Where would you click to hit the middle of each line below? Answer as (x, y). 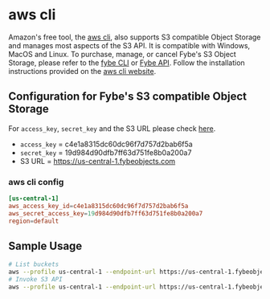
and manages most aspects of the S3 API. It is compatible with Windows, (129, 45)
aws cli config (36, 182)
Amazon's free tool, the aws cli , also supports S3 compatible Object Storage (135, 37)
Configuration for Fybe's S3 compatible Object (128, 97)
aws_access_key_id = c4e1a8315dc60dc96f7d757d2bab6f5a (98, 206)
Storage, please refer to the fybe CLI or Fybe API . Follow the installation (127, 63)
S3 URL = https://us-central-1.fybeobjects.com (98, 161)
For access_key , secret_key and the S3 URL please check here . (112, 128)
